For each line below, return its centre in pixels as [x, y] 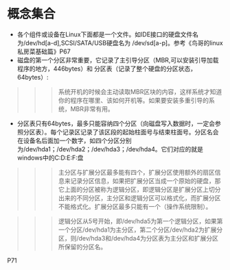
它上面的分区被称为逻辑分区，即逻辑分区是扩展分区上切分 [139, 189]
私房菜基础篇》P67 [44, 51]
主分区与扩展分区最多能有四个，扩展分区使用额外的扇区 [136, 172]
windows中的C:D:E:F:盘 [50, 158]
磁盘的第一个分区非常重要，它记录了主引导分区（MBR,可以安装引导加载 [118, 60]
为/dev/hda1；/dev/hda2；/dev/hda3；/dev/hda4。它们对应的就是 [110, 149]
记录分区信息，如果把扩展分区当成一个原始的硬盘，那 [146, 181]
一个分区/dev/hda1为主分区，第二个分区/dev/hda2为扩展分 [140, 230]
